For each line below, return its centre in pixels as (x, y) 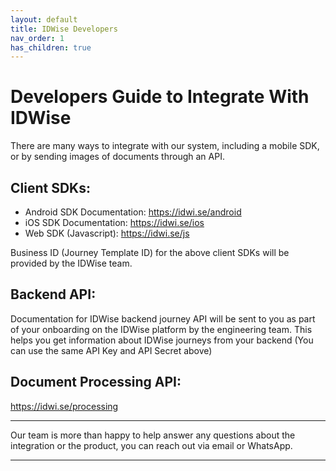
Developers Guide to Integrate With (160, 97)
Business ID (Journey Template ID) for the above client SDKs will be (150, 252)
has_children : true (51, 47)
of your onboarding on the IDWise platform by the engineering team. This (161, 329)
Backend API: (53, 294)
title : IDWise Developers (64, 29)
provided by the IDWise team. (71, 263)
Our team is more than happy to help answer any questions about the (153, 435)
